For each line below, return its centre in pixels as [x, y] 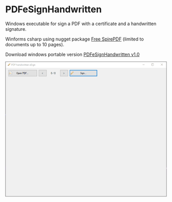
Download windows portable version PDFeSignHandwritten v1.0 [72, 54]
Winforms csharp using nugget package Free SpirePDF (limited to [75, 39]
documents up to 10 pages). [35, 44]
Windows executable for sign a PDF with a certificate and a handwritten [81, 24]
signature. [16, 29]
